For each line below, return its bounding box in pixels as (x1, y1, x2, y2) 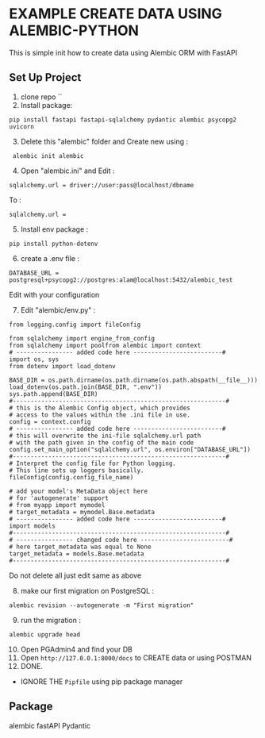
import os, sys (9, 355, 60, 363)
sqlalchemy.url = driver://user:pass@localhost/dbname (9, 181, 194, 189)
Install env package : (20, 224, 89, 234)
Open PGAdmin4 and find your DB (20, 644, 133, 654)
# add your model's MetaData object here (9, 487, 148, 495)
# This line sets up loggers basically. (9, 466, 145, 475)
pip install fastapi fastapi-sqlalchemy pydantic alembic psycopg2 (9, 116, 237, 124)
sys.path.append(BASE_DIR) (9, 390, 98, 398)
